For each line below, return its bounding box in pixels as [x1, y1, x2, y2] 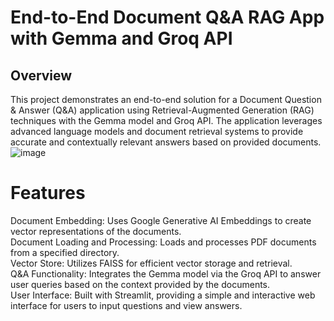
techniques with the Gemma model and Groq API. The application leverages [10, 115, 323, 126]
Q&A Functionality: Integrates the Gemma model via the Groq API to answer [10, 267, 322, 280]
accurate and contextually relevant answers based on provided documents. [10, 136, 322, 148]
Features [10, 182, 86, 205]
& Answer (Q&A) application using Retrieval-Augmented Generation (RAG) [10, 104, 315, 116]
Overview [10, 67, 73, 84]
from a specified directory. [10, 246, 120, 258]
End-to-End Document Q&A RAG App [10, 6, 325, 29]
